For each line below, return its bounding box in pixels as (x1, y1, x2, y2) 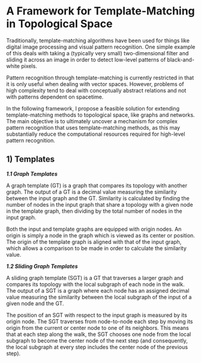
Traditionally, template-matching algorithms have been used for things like (6, 37, 190, 44)
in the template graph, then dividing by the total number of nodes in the (6, 207, 182, 215)
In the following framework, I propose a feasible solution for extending (6, 105, 180, 112)
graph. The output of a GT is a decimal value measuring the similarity (6, 188, 177, 195)
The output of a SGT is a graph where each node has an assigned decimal (6, 287, 190, 294)
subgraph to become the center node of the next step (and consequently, (6, 337, 188, 344)
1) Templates (6, 154, 55, 165)
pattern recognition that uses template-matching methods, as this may (6, 124, 181, 131)
